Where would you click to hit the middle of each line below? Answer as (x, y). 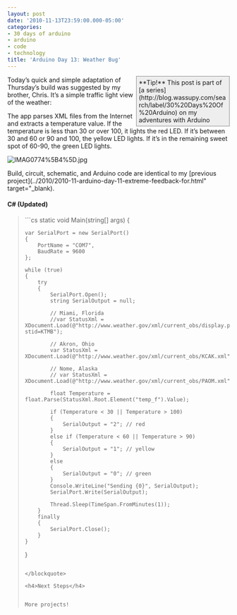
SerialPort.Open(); (79, 294)
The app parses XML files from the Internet (70, 116)
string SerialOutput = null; (93, 300)
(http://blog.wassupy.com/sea (182, 97)
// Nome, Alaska (74, 369)
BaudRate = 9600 (61, 251)
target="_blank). (31, 188)
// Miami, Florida (77, 313)
